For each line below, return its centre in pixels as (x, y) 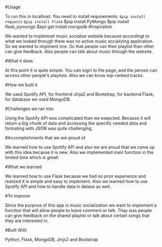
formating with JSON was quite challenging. (49, 128)
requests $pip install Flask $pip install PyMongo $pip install (67, 22)
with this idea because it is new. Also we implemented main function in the (79, 152)
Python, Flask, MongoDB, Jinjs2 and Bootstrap (52, 239)
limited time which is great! (32, 157)
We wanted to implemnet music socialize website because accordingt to (77, 36)
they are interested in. (27, 221)
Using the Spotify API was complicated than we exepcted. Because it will (78, 118)
